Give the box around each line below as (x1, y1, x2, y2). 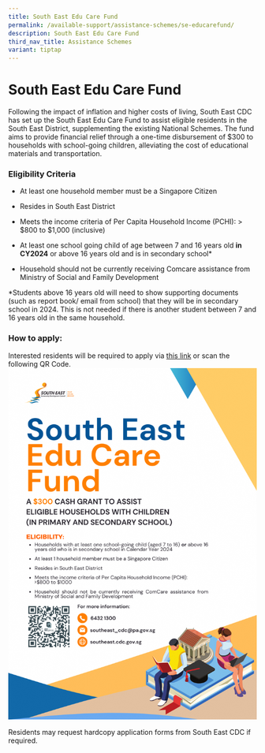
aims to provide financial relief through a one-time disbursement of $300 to (8, 132, 254, 142)
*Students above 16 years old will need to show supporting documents (8, 288, 239, 297)
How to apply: (8, 333, 63, 344)
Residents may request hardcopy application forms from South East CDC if (8, 728, 251, 737)
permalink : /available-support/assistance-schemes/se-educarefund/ (8, 21, 235, 29)
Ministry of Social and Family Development (19, 273, 159, 282)
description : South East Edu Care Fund (8, 29, 140, 37)
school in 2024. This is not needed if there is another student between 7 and (8, 304, 257, 315)
